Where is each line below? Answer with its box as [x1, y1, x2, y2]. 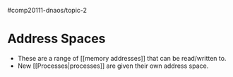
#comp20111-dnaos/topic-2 [7, 6, 87, 14]
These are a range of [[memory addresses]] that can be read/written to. [17, 54, 227, 62]
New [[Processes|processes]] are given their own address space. [17, 61, 209, 70]
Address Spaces [7, 31, 106, 47]
